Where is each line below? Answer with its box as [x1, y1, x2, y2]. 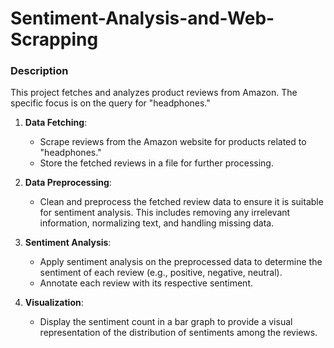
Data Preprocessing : [24, 177, 112, 189]
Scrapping [10, 28, 99, 51]
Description [10, 64, 69, 78]
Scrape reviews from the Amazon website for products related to [39, 136, 307, 148]
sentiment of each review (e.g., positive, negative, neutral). [39, 267, 283, 279]
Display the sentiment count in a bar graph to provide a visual [39, 316, 293, 328]
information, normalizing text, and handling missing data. [39, 217, 275, 229]
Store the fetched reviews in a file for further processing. [39, 157, 274, 169]
